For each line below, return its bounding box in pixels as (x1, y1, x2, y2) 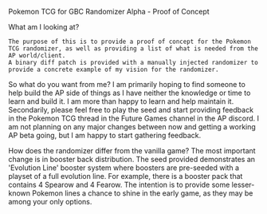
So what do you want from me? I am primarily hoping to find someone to (8, 80, 245, 89)
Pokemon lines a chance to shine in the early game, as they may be (31, 188, 253, 198)
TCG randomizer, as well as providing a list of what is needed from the (8, 45, 259, 53)
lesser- (231, 180, 255, 189)
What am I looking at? (8, 22, 80, 31)
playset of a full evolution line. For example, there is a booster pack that (8, 172, 243, 180)
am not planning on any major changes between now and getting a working (8, 122, 257, 131)
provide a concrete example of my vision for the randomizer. (8, 65, 219, 73)
